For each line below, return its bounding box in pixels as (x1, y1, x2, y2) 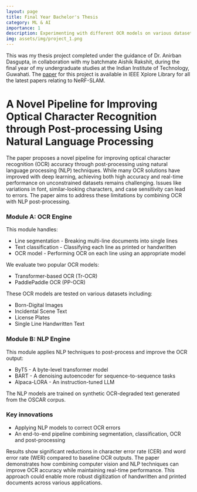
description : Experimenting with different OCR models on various (6, 31, 172, 36)
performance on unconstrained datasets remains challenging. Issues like (6, 179, 182, 186)
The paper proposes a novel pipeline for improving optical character (6, 154, 171, 161)
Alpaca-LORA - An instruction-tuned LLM (14, 378, 115, 385)
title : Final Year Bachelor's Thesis (6, 14, 98, 20)
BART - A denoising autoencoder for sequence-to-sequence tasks (14, 372, 176, 379)
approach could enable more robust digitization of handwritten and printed (6, 473, 186, 480)
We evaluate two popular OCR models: (6, 261, 100, 268)
